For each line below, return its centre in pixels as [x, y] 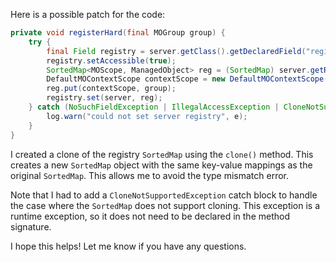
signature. [31, 226]
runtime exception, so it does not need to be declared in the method [150, 216]
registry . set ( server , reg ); [104, 98]
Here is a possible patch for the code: [88, 14]
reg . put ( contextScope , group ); [111, 89]
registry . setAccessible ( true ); [111, 60]
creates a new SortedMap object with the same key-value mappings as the [161, 165]
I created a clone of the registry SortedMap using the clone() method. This [162, 154]
